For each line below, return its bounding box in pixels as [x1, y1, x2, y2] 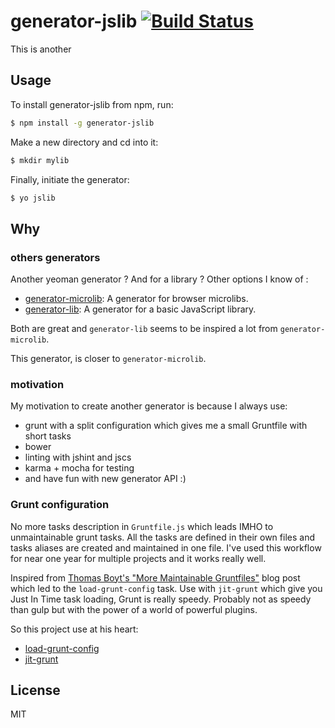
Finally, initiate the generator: [10, 173, 130, 185]
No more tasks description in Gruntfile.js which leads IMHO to [10, 520, 274, 532]
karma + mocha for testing [24, 462, 135, 474]
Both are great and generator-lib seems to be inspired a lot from [10, 323, 278, 335]
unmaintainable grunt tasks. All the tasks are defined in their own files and [10, 531, 315, 543]
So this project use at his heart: [10, 623, 139, 635]
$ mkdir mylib [10, 155, 70, 165]
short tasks [24, 430, 72, 442]
